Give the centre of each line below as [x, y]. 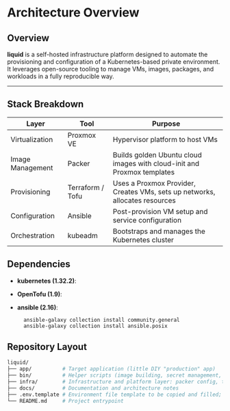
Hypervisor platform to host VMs [165, 139]
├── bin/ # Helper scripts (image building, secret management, [115, 375]
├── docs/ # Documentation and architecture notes [93, 388]
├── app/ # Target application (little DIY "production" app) [111, 369]
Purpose [166, 124]
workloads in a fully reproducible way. [61, 76]
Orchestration [33, 235]
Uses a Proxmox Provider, [154, 183]
